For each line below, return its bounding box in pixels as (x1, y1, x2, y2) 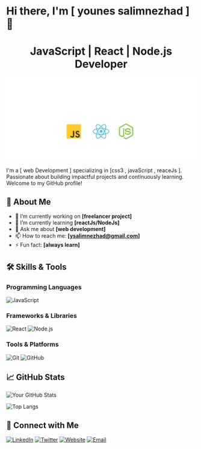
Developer (75, 57, 128, 71)
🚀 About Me (6, 197, 51, 207)
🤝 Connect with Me (6, 420, 79, 430)
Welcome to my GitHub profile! (6, 179, 82, 187)
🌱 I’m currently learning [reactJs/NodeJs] (14, 219, 120, 226)
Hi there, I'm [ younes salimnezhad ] (6, 4, 190, 18)
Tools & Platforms (6, 340, 59, 348)
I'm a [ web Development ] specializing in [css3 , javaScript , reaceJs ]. (6, 167, 182, 174)
